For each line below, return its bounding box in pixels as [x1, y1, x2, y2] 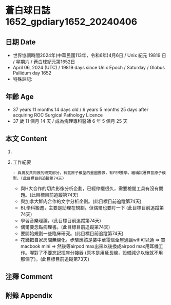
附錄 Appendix [5, 291, 52, 300]
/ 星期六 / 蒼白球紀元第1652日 [12, 59, 75, 65]
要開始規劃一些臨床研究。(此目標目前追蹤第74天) [20, 230, 124, 236]
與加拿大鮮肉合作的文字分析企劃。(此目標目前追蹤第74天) [20, 198, 142, 204]
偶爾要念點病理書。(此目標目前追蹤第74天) [20, 224, 110, 230]
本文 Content [5, 135, 47, 143]
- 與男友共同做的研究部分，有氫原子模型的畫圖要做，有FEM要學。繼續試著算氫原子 [12, 170, 162, 175]
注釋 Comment [5, 273, 53, 281]
